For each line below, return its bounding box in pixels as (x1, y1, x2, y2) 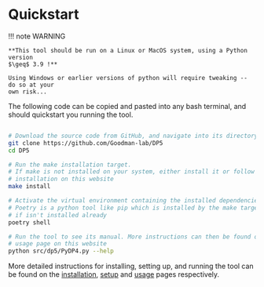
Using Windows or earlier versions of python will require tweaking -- (8, 74, 247, 82)
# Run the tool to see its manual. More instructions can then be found (8, 233, 251, 241)
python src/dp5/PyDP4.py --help (8, 247, 114, 256)
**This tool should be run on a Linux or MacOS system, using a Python (8, 46, 247, 54)
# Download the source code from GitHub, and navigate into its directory (8, 132, 258, 140)
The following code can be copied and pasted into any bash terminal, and (8, 101, 247, 111)
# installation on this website (8, 175, 114, 183)
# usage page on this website (8, 240, 108, 248)
